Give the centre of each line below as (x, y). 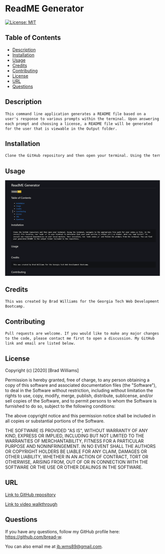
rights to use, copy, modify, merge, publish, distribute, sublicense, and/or (79, 396)
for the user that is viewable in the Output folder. (61, 129)
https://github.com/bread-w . (34, 537)
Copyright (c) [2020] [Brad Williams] (42, 370)
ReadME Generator (45, 9)
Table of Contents (33, 38)
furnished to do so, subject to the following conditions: (60, 406)
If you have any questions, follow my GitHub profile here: (63, 531)
